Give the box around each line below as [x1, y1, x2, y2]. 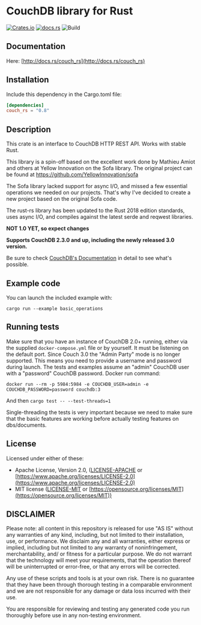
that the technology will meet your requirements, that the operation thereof [6, 557, 191, 564]
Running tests [6, 322, 60, 332]
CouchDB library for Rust [6, 4, 133, 18]
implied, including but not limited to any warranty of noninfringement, [6, 544, 178, 551]
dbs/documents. [6, 421, 47, 428]
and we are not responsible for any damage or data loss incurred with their [6, 587, 191, 594]
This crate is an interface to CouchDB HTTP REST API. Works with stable [6, 140, 186, 147]
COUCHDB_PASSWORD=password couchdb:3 [6, 387, 101, 392]
